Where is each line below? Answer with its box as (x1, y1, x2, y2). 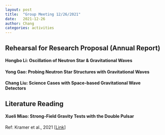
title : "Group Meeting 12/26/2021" (5, 12, 81, 17)
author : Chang (5, 21, 35, 26)
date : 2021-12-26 (5, 16, 46, 21)
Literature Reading (5, 100, 64, 108)
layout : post (5, 7, 32, 12)
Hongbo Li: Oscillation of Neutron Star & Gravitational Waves (5, 58, 133, 64)
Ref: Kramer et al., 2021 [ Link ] (5, 124, 66, 130)
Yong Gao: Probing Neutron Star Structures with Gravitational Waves (5, 68, 150, 74)
